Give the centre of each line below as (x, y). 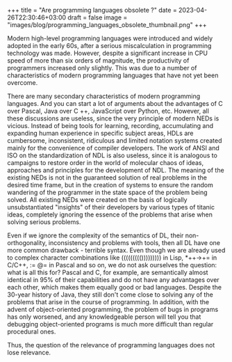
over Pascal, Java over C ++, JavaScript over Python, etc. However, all (108, 111)
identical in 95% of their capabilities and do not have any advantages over (114, 280)
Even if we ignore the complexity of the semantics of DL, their (96, 235)
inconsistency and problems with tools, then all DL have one (134, 243)
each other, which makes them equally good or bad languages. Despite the (115, 287)
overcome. (23, 82)
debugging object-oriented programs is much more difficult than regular (110, 324)
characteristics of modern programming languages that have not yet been (113, 75)
